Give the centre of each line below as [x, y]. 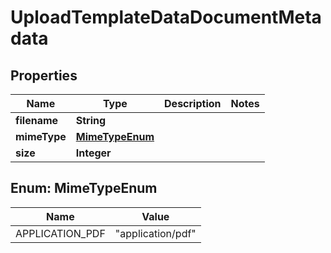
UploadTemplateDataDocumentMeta [166, 17]
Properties [44, 75]
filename [37, 120]
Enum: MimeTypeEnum [84, 188]
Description [193, 103]
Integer [93, 153]
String [91, 120]
